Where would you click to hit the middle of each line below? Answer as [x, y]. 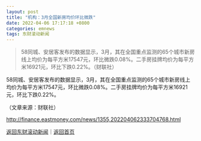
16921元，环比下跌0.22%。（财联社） [72, 67]
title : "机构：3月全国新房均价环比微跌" [51, 17]
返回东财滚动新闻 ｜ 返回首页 [40, 132]
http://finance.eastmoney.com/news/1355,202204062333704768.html [94, 119]
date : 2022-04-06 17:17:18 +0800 [48, 23]
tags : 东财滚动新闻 [28, 34]
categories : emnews [31, 28]
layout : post [22, 12]
